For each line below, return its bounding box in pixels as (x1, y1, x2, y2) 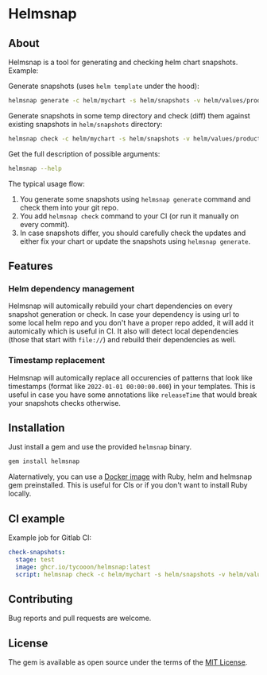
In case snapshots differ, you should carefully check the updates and (19, 228, 246, 237)
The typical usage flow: (8, 179, 85, 188)
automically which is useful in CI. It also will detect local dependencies (8, 326, 239, 336)
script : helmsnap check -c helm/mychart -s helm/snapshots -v (15, 570, 226, 578)
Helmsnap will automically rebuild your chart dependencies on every (8, 301, 233, 310)
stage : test (15, 555, 56, 564)
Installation (8, 422, 65, 434)
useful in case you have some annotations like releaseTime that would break (8, 390, 257, 399)
